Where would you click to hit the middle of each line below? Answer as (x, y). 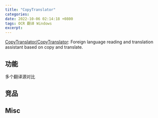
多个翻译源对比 (20, 76)
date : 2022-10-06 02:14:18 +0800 (39, 19)
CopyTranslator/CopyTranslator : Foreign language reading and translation (79, 42)
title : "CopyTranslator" (30, 10)
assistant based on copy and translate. (44, 47)
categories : (17, 14)
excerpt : (14, 28)
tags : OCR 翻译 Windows (29, 23)
